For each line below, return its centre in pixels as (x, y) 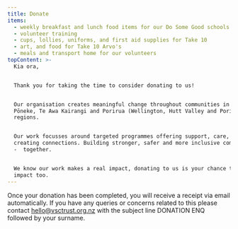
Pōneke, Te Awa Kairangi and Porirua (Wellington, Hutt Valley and (115, 111)
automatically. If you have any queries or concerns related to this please (112, 203)
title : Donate (28, 14)
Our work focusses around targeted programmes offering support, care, (122, 136)
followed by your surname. (46, 218)
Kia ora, (27, 66)
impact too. (32, 175)
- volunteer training (46, 34)
